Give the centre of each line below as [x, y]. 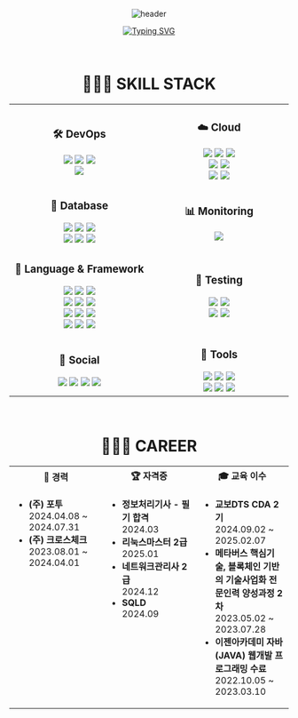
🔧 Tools [219, 355]
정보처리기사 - [151, 504]
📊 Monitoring [220, 211]
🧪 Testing [219, 280]
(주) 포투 [46, 504]
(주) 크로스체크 [58, 539]
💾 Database [79, 206]
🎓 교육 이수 [242, 475]
